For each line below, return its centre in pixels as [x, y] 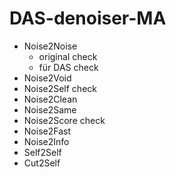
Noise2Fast [47, 131]
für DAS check [68, 67]
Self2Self [42, 152]
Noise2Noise [50, 46]
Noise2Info [46, 141]
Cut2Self [42, 163]
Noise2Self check [60, 88]
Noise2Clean [50, 99]
